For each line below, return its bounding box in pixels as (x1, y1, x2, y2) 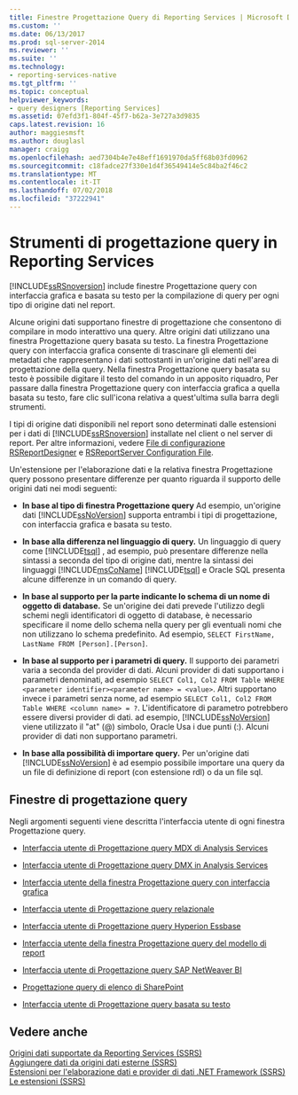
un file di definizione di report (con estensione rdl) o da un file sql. (21, 766, 263, 777)
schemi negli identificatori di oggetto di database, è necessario (21, 609, 253, 621)
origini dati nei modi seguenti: (9, 482, 118, 493)
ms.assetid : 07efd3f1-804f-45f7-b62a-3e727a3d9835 (9, 112, 200, 121)
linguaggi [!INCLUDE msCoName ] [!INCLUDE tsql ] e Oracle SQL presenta (21, 564, 286, 575)
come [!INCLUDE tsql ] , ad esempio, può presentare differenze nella (21, 545, 269, 556)
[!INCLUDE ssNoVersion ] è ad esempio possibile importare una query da (21, 757, 286, 768)
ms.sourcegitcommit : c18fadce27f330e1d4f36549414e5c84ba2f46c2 (9, 161, 248, 170)
